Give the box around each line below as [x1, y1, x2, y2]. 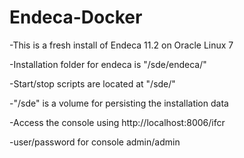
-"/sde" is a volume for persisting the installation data [9, 97, 229, 109]
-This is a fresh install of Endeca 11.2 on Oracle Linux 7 [9, 39, 234, 51]
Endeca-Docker [9, 6, 143, 29]
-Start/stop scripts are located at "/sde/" [9, 77, 176, 90]
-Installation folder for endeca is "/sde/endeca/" [9, 58, 207, 70]
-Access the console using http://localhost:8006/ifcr [9, 116, 226, 128]
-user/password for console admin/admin [9, 136, 181, 148]
